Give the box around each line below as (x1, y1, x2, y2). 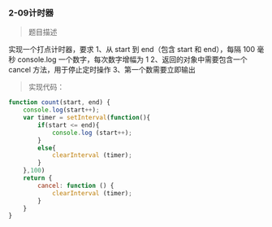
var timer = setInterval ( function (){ (23, 114, 151, 122)
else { (37, 144, 57, 152)
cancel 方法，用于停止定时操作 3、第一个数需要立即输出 (8, 65, 196, 75)
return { (23, 174, 53, 182)
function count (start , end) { (8, 98, 111, 107)
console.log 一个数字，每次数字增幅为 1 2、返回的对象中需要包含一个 (17, 55, 248, 64)
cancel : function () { (37, 181, 114, 190)
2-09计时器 (8, 7, 54, 18)
